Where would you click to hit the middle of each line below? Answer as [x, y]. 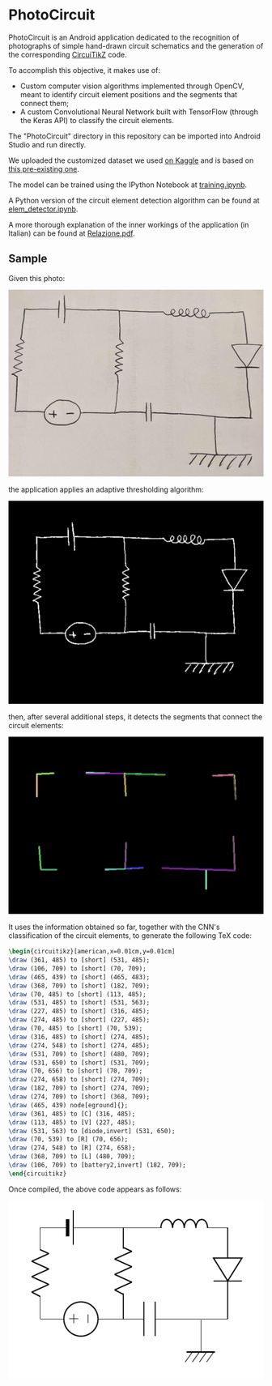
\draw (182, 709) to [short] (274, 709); [79, 1088]
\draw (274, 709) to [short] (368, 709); [79, 1097]
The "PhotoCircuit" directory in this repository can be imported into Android [134, 136]
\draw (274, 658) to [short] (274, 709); [79, 1080]
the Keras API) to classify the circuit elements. [97, 120]
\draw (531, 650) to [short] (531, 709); [79, 1063]
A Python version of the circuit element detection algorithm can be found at [134, 200]
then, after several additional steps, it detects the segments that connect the [136, 717]
